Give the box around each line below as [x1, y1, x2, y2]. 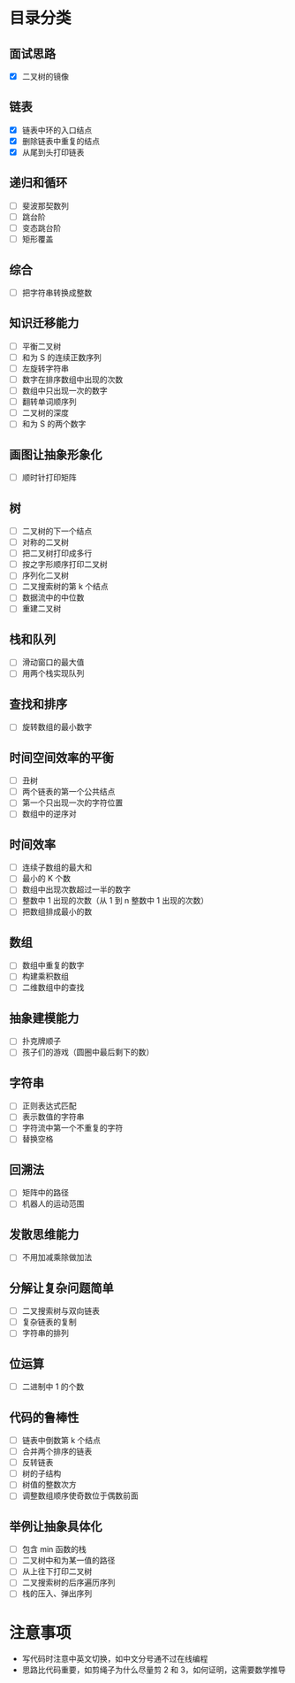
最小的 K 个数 [21, 873, 72, 884]
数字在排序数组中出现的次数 [21, 374, 124, 385]
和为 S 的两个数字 [21, 419, 87, 429]
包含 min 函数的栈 [21, 1544, 87, 1555]
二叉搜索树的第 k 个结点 [21, 581, 109, 592]
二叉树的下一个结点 [21, 526, 93, 536]
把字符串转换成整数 [21, 287, 93, 297]
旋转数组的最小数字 [21, 722, 93, 733]
